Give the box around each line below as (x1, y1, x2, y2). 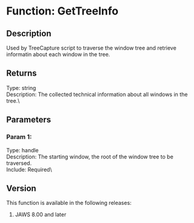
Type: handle (6, 146, 39, 154)
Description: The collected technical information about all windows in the (6, 91, 188, 98)
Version (6, 183, 36, 193)
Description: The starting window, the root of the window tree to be (6, 153, 173, 160)
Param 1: (6, 133, 32, 141)
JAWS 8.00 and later (15, 211, 66, 218)
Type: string (6, 84, 36, 91)
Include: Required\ (6, 166, 53, 173)
